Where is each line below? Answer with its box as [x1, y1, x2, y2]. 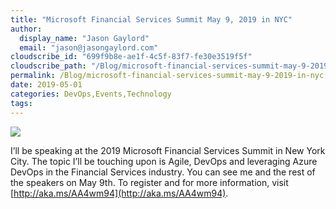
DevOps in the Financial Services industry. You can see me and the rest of [10, 166, 316, 178]
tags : [10, 98, 33, 108]
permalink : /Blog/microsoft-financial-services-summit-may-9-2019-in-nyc [10, 71, 325, 81]
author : [10, 24, 43, 34]
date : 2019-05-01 [10, 80, 83, 90]
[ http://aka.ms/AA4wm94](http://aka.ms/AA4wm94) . [10, 187, 229, 199]
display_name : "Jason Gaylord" [19, 33, 150, 43]
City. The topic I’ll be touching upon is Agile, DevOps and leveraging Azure [10, 155, 318, 167]
